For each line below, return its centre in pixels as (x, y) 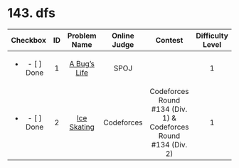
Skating (82, 127)
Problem (82, 36)
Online (123, 36)
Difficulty (212, 36)
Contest (169, 40)
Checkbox (28, 40)
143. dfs (31, 13)
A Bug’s (82, 63)
